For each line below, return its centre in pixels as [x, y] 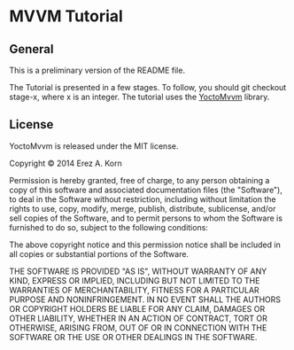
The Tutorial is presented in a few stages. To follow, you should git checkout [148, 87]
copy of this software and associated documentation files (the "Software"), [146, 190]
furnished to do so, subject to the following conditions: [108, 227]
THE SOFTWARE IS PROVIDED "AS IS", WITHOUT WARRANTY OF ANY [138, 271]
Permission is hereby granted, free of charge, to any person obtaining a [139, 180]
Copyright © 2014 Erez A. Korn [66, 163]
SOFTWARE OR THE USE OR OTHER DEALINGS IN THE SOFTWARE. [133, 337]
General [32, 49]
